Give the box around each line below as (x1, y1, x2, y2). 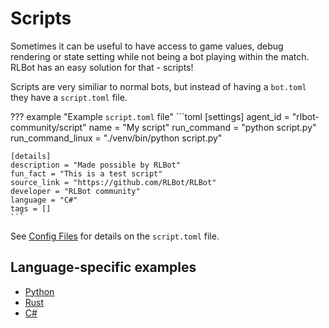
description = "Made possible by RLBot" (10, 160, 182, 170)
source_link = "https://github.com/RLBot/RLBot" (10, 177, 217, 187)
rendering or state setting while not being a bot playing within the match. (10, 50, 310, 62)
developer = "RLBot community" (10, 186, 141, 196)
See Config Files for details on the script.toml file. (10, 230, 220, 242)
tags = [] (10, 203, 52, 214)
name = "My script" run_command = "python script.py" (88, 121, 317, 133)
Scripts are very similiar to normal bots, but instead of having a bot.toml (10, 80, 307, 92)
